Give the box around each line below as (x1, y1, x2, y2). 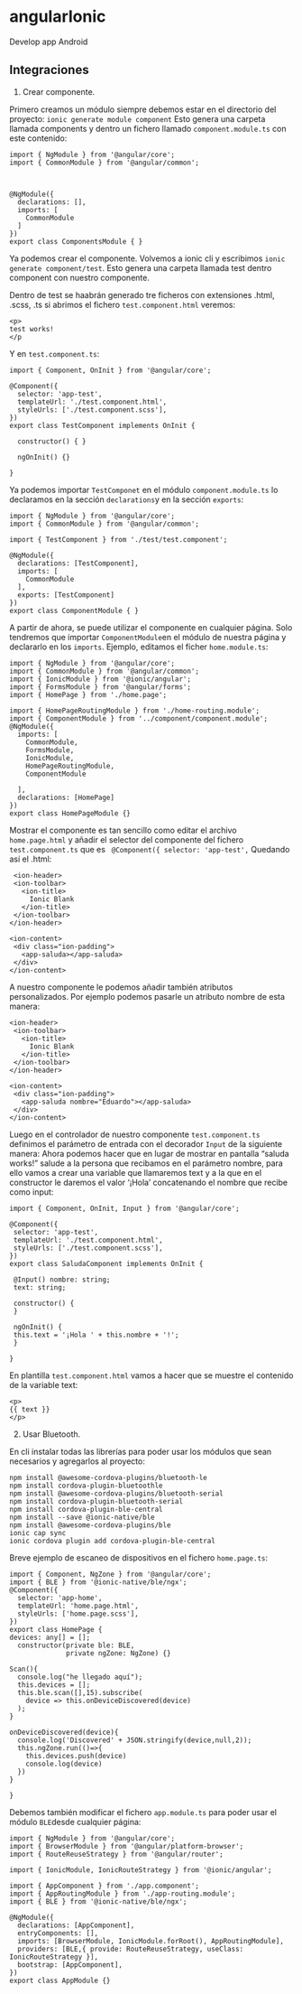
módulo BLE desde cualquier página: (9, 1816, 142, 1827)
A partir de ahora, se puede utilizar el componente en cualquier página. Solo (9, 621, 293, 633)
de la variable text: (9, 1379, 78, 1390)
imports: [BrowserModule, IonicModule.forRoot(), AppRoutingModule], (17, 1936, 284, 1945)
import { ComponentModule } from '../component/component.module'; (9, 713, 269, 723)
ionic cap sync (9, 1528, 67, 1537)
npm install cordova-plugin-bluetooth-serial (9, 1496, 183, 1505)
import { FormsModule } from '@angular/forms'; (9, 682, 192, 692)
